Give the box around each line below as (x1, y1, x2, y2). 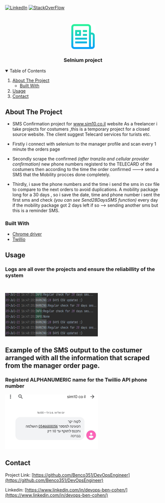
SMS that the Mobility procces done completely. (12, 171, 110, 178)
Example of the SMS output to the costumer (5, 346, 142, 354)
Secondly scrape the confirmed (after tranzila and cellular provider (12, 156, 149, 162)
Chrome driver (12, 231, 42, 237)
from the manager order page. (5, 362, 100, 370)
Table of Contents (9, 68, 46, 74)
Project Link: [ (5, 472, 34, 478)
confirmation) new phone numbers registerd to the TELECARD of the (12, 161, 152, 167)
